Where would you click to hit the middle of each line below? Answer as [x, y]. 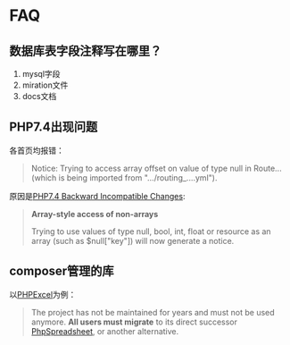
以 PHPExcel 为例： [43, 294]
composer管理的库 [62, 271]
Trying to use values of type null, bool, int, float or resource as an [151, 231]
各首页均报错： [37, 150]
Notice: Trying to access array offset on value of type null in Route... [157, 168]
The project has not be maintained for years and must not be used [153, 312]
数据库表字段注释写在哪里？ [86, 50]
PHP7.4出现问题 [54, 127]
